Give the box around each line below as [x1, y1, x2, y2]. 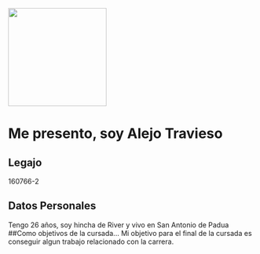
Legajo [8, 156, 42, 169]
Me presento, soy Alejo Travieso [8, 125, 223, 143]
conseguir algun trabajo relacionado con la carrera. [8, 237, 174, 246]
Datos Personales [8, 199, 97, 212]
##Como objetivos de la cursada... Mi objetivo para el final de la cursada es [8, 228, 253, 238]
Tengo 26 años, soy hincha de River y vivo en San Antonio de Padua [8, 220, 229, 230]
